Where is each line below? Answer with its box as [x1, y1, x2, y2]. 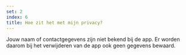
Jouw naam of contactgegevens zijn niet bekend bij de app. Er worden [6, 36, 181, 43]
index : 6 [6, 14, 28, 20]
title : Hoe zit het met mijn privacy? [6, 20, 103, 25]
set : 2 [6, 8, 23, 15]
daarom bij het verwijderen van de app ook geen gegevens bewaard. [6, 42, 176, 49]
